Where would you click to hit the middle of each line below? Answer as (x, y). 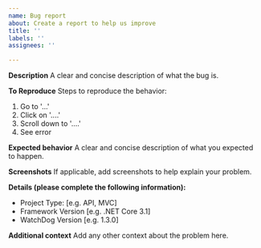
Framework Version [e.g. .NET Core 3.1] (85, 211)
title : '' (25, 30)
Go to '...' (35, 107)
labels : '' (27, 38)
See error (36, 132)
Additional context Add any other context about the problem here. (118, 236)
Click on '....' (40, 115)
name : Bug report (37, 16)
